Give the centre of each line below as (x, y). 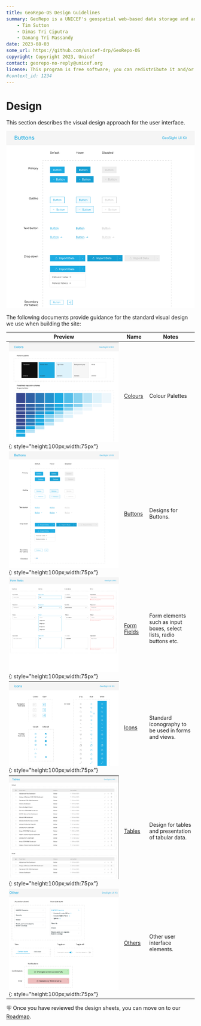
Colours (133, 396)
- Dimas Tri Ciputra (42, 32)
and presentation (170, 831)
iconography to (168, 724)
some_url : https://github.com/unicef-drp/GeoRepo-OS (73, 51)
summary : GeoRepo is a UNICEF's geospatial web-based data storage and (97, 19)
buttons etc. (164, 641)
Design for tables (170, 825)
